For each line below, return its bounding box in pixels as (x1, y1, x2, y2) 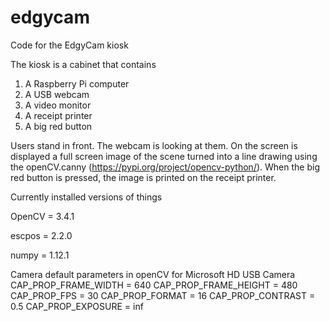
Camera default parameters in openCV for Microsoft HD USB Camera (10, 268, 296, 280)
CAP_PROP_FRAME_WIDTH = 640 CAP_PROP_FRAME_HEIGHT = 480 (10, 279, 298, 291)
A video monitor (24, 99, 92, 111)
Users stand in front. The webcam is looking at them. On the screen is (10, 139, 298, 151)
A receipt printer (24, 109, 93, 121)
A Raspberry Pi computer (24, 77, 130, 90)
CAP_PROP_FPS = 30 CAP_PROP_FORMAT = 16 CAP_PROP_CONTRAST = (10, 289, 316, 301)
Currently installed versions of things (10, 191, 163, 203)
